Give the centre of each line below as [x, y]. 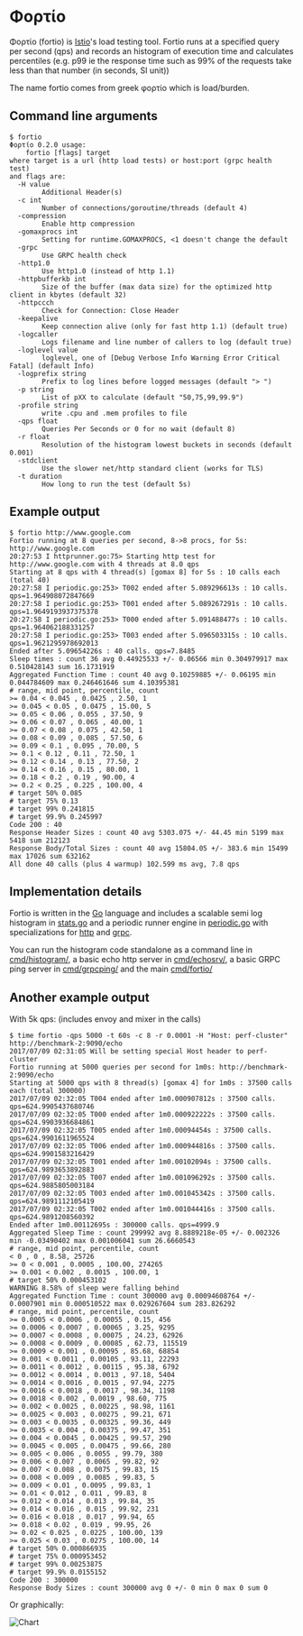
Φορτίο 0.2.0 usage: [48, 145]
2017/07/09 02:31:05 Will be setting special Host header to [127, 1052]
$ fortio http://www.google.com [70, 533]
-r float [34, 437]
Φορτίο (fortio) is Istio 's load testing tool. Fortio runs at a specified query [144, 41]
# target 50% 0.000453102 [58, 1281]
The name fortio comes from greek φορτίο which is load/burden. [129, 87]
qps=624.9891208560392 [52, 1218]
